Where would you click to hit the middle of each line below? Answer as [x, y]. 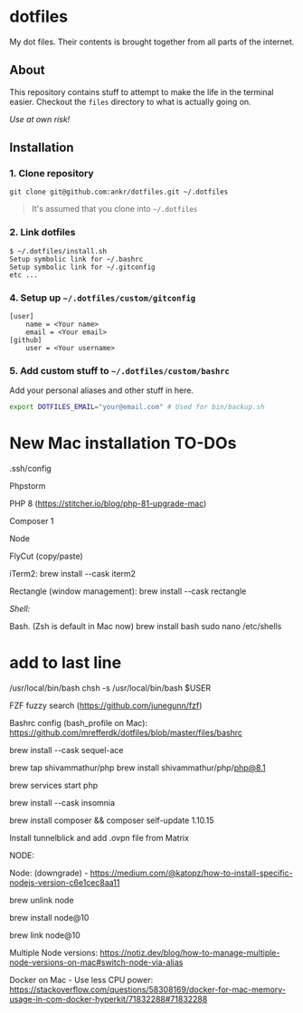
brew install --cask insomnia [62, 803]
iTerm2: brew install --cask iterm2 [73, 574]
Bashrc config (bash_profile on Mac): [78, 723]
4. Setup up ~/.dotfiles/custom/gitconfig [103, 298]
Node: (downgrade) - [49, 873]
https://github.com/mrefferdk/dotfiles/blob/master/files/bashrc [126, 733]
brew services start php [54, 786]
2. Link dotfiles [43, 233]
